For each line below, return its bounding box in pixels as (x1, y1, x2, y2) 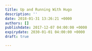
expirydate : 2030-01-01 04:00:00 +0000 (5, 30, 85, 34)
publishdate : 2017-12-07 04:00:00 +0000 (5, 25, 88, 30)
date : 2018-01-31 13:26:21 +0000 (5, 16, 72, 21)
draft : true (5, 34, 29, 39)
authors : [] (5, 20, 29, 26)
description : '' (5, 12, 38, 17)
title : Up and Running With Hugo (5, 7, 72, 12)
